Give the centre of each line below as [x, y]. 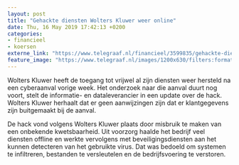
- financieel [27, 40]
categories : [25, 34]
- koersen [22, 47]
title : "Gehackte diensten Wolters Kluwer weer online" [92, 21]
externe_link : [28, 54]
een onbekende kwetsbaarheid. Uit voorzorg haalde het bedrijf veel [106, 131]
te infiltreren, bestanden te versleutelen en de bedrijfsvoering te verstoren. [117, 154]
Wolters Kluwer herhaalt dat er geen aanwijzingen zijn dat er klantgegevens [118, 103]
